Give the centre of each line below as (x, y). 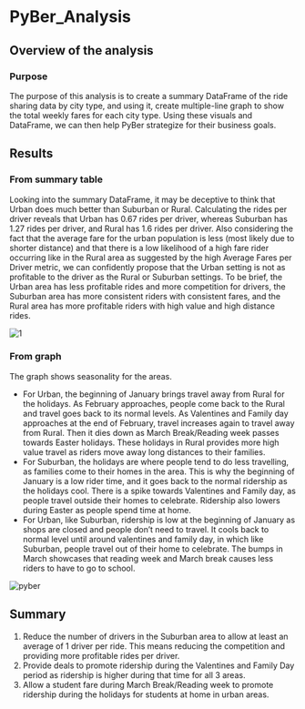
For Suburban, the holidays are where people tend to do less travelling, (156, 461)
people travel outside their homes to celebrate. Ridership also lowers (151, 500)
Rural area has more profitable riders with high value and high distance (142, 306)
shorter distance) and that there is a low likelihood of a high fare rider (139, 248)
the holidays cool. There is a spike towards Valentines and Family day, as (159, 491)
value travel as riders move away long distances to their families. (144, 451)
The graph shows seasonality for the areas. (91, 376)
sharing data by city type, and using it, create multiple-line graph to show (147, 106)
